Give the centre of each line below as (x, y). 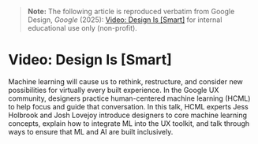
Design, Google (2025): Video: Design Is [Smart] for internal (125, 20)
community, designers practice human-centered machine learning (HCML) (129, 98)
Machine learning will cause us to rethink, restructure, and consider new (125, 81)
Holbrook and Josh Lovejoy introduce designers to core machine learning (127, 115)
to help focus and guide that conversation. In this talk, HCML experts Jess (128, 106)
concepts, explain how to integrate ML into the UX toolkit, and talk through (129, 123)
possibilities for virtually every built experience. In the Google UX (114, 90)
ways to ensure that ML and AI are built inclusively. (91, 131)
